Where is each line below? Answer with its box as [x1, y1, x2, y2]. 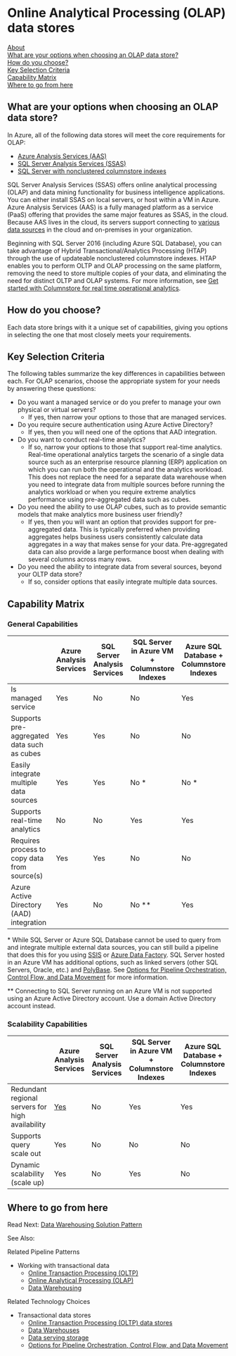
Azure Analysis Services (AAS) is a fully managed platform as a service [7, 203, 214, 211]
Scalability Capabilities [7, 1019, 88, 1029]
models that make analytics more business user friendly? [17, 510, 183, 519]
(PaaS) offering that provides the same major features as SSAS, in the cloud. [7, 210, 228, 219]
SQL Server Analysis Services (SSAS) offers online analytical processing [7, 180, 217, 189]
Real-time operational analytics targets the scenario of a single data [27, 451, 224, 459]
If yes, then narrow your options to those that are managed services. [27, 413, 227, 422]
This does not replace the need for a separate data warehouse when [27, 473, 227, 482]
